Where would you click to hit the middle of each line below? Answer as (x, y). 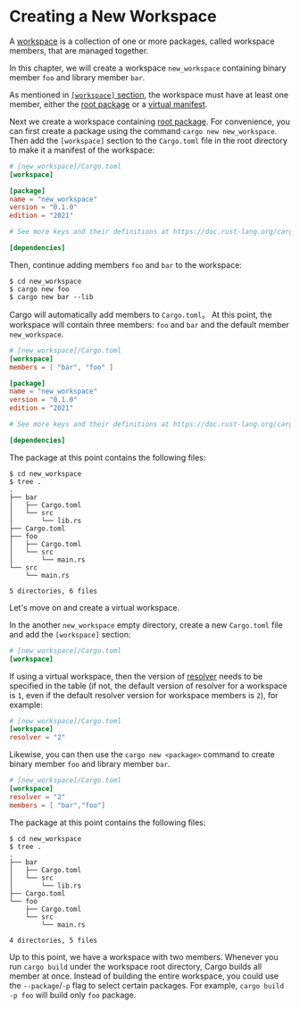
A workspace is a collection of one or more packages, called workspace (142, 41)
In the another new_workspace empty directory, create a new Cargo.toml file (146, 625)
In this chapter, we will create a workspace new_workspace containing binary (148, 68)
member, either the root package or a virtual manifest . (108, 104)
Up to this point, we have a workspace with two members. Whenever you (144, 956)
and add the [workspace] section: (70, 634)
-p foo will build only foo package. (73, 995)
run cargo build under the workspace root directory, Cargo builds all (136, 966)
